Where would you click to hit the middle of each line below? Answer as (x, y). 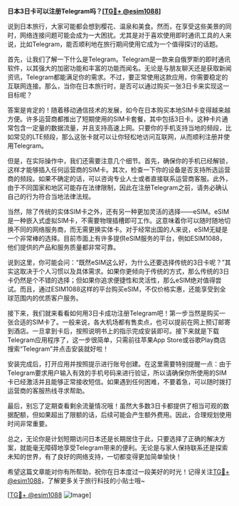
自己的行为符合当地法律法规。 (51, 196)
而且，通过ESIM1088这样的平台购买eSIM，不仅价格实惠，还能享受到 (120, 289)
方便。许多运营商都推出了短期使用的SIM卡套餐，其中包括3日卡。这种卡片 (115, 119)
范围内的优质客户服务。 (48, 298)
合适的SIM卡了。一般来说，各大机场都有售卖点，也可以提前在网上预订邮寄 (122, 322)
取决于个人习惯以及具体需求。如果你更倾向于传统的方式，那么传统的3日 (124, 271)
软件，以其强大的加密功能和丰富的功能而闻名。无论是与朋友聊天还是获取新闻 (119, 68)
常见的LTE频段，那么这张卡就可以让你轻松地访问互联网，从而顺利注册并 (118, 137)
